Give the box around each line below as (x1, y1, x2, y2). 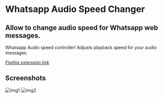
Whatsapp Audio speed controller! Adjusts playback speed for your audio (5, 44, 157, 50)
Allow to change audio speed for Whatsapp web (5, 23, 158, 32)
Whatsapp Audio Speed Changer (5, 3, 145, 15)
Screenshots (5, 74, 46, 82)
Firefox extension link (5, 59, 49, 65)
